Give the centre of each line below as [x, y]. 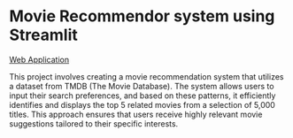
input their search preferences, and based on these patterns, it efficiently [143, 96]
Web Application [39, 59]
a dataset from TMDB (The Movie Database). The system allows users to [142, 86]
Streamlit [43, 35]
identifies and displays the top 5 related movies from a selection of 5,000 [143, 104]
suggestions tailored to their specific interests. [94, 123]
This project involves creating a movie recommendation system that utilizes [146, 76]
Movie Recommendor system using [142, 16]
